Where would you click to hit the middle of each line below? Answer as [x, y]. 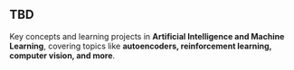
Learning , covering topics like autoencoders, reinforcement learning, [141, 46]
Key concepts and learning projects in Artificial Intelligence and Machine [147, 36]
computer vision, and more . [62, 55]
